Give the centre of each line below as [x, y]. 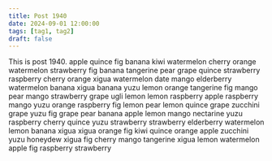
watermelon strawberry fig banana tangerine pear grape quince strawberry [134, 71]
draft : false [30, 39]
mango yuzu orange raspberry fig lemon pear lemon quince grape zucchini [134, 105]
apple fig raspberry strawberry [60, 148]
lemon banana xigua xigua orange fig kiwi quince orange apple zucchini [129, 131]
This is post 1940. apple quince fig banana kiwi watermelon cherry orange [132, 62]
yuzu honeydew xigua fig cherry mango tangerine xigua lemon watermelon [134, 140]
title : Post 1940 [38, 16]
